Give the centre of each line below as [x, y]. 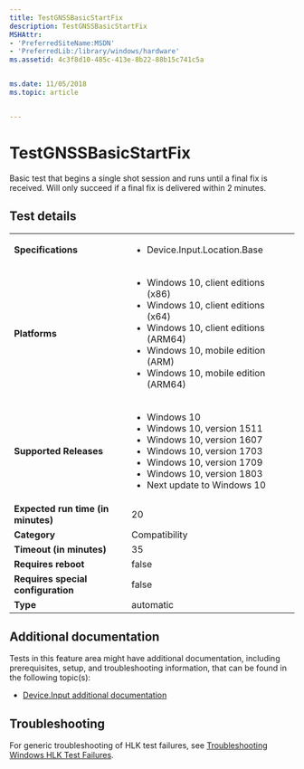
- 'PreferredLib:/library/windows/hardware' [95, 52]
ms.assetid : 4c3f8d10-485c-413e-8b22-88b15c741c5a [107, 60]
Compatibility [159, 535]
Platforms [35, 333]
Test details [43, 217]
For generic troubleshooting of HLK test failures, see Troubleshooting [139, 745]
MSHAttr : [26, 34]
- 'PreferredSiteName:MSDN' [62, 43]
